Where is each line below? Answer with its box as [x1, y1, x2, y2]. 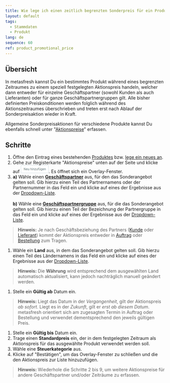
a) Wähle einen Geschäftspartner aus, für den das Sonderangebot [12, 174, 152, 180]
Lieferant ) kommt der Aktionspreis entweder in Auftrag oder [17, 232, 143, 238]
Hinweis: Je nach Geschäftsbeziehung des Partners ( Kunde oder [17, 227, 154, 233]
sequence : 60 [5, 41, 33, 46]
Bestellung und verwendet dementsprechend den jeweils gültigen [17, 315, 155, 321]
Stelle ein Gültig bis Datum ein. [12, 330, 77, 336]
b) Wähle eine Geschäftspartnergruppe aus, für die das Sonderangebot [12, 201, 163, 207]
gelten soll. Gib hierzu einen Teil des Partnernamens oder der [12, 179, 141, 185]
